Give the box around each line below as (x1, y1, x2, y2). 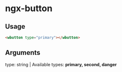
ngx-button (5, 3, 53, 14)
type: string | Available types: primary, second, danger (5, 61, 117, 67)
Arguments (5, 49, 41, 57)
